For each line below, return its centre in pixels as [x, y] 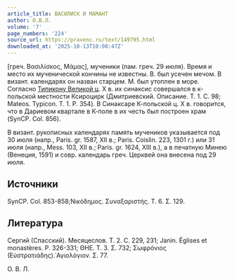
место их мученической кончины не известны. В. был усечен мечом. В [115, 74]
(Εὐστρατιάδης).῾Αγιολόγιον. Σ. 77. [58, 255]
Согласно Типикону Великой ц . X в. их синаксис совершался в [102, 89]
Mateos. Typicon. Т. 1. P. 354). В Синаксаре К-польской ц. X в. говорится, [117, 104]
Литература [35, 223]
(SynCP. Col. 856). [34, 119]
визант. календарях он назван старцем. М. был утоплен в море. [104, 81]
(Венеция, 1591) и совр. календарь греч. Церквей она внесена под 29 [112, 155]
